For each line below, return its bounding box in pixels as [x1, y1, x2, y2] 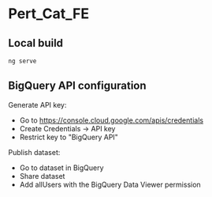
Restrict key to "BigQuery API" [19, 132, 118, 142]
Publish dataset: [8, 147, 61, 157]
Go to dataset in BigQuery [19, 163, 104, 172]
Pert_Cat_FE [8, 5, 89, 23]
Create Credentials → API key [19, 123, 116, 133]
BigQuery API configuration [8, 79, 147, 93]
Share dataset [19, 171, 65, 180]
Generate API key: [8, 100, 67, 109]
